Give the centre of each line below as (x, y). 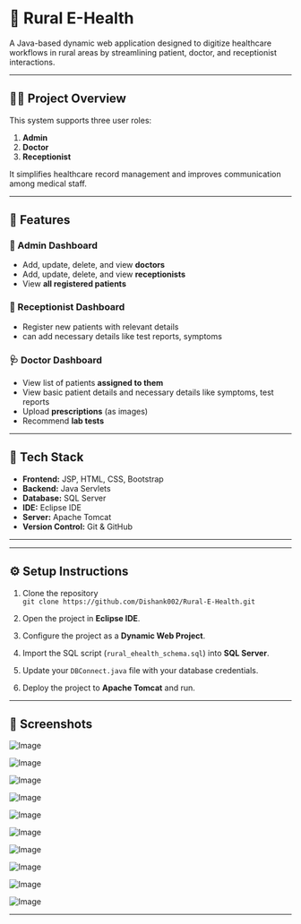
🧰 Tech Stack (47, 457)
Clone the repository (60, 593)
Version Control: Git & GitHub (77, 526)
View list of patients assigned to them (93, 383)
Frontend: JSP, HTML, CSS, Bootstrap (93, 479)
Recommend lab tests (63, 421)
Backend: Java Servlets (66, 488)
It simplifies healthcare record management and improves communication (145, 174)
